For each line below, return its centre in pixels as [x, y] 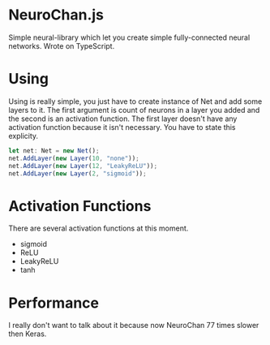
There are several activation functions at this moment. [99, 228]
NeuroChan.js [56, 15]
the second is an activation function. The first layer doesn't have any [123, 119]
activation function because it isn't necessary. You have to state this [122, 127]
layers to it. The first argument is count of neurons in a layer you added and [134, 110]
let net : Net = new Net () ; [54, 151]
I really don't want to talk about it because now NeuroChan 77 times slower [134, 326]
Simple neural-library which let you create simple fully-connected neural [129, 37]
